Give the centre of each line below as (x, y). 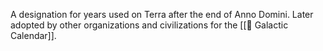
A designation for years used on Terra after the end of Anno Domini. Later (162, 14)
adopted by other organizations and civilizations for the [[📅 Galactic (149, 25)
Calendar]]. (33, 35)
